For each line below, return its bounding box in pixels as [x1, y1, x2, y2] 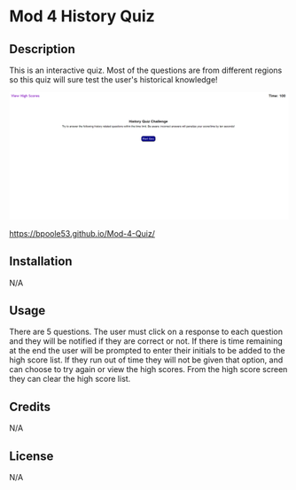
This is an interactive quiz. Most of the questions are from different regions [9, 65, 283, 75]
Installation [9, 254, 73, 269]
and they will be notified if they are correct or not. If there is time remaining [9, 336, 284, 346]
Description [9, 42, 75, 57]
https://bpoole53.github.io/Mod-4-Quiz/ [9, 228, 155, 238]
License [9, 448, 54, 463]
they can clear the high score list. [9, 374, 131, 385]
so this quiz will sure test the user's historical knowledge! [9, 74, 219, 85]
